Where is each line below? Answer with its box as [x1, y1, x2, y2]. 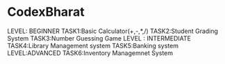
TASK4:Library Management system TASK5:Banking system [7, 41, 179, 50]
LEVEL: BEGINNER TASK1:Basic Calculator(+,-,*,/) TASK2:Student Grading [7, 27, 219, 35]
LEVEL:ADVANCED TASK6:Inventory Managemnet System [7, 49, 174, 57]
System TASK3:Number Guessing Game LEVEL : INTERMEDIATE [7, 34, 192, 42]
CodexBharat [7, 4, 85, 20]
